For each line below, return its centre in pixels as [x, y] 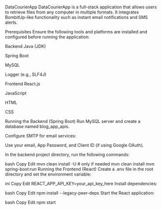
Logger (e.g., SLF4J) [26, 74]
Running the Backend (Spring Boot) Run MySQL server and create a [73, 121]
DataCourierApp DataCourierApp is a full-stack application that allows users [81, 7]
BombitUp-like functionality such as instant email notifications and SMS [76, 17]
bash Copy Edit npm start [30, 202]
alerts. [11, 22]
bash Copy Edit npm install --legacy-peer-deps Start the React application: [80, 193]
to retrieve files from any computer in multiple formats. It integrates [72, 12]
